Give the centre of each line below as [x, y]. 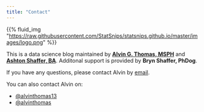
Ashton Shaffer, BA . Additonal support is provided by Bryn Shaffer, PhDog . [102, 60]
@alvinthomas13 [36, 96]
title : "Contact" [28, 12]
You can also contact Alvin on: [45, 84]
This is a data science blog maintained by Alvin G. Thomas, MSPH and [96, 54]
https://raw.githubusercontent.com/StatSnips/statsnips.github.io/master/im [103, 36]
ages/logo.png [25, 42]
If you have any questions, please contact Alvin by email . [78, 72]
